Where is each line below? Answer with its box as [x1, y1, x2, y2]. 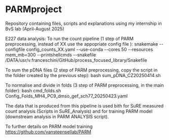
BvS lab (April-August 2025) [5, 25, 64, 31]
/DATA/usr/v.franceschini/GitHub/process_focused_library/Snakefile [5, 57, 147, 63]
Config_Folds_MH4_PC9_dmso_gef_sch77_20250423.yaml [5, 93, 128, 99]
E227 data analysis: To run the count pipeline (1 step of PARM [5, 36, 133, 42]
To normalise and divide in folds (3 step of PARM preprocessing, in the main [5, 82, 164, 88]
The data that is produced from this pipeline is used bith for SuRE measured [5, 102, 164, 109]
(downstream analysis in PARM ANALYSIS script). [5, 113, 109, 120]
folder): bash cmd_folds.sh [5, 87, 61, 93]
